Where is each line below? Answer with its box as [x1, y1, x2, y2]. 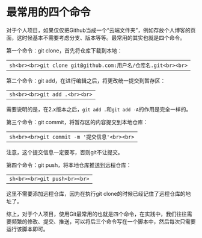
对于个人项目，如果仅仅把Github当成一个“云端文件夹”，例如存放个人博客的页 [6, 27, 196, 34]
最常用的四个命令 [6, 5, 91, 19]
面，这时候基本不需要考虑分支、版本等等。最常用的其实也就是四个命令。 [6, 34, 185, 41]
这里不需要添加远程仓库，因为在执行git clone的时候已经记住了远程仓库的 [6, 190, 186, 197]
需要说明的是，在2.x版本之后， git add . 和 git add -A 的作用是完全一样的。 [6, 105, 192, 113]
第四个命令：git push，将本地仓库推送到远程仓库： [6, 161, 132, 169]
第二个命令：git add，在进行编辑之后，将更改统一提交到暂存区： [6, 77, 166, 84]
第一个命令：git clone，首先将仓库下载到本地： [6, 46, 123, 54]
